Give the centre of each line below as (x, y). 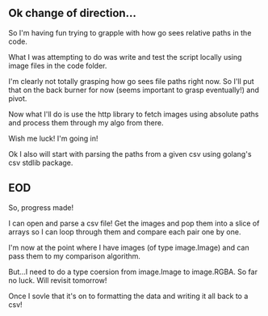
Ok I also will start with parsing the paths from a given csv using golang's (130, 154)
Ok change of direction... (73, 13)
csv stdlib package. (41, 162)
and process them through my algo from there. (86, 122)
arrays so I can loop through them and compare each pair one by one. (125, 232)
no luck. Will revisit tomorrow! (58, 280)
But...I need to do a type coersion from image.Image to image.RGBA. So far (133, 272)
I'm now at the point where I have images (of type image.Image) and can (129, 247)
